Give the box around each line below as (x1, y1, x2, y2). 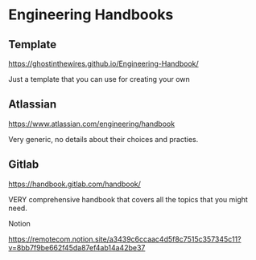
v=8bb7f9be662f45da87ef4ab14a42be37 (8, 242, 146, 252)
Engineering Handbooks (8, 6, 174, 24)
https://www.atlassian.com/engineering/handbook (8, 119, 175, 128)
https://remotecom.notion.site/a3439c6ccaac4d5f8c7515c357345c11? (8, 234, 242, 244)
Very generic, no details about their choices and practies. (8, 134, 199, 144)
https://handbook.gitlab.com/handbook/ (8, 179, 141, 189)
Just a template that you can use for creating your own (8, 75, 191, 83)
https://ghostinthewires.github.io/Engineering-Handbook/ (8, 59, 199, 68)
